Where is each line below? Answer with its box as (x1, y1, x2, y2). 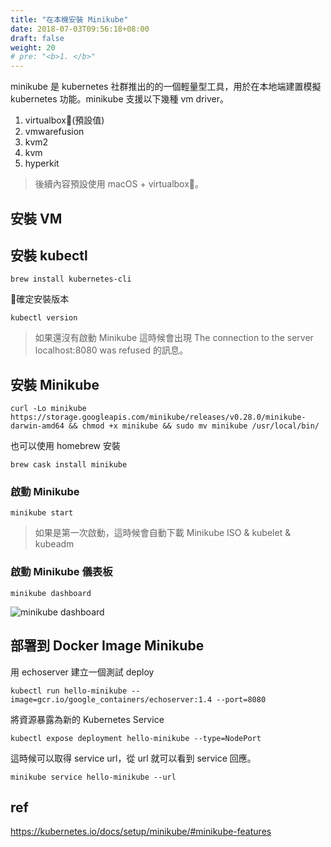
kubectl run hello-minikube (10, 686, 128, 696)
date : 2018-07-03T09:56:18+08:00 (10, 24, 150, 34)
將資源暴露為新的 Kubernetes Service (10, 713, 165, 725)
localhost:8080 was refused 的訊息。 (34, 344, 188, 356)
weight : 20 (10, 42, 56, 53)
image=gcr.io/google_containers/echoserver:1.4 (10, 694, 213, 705)
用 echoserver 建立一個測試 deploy (10, 666, 155, 678)
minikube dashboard (10, 588, 92, 598)
